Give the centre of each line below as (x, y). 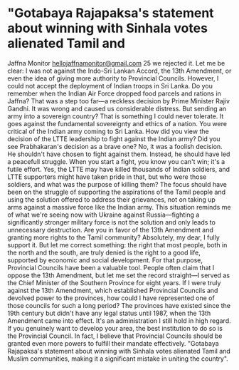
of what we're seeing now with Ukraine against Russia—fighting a (103, 215)
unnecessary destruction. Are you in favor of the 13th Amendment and (110, 230)
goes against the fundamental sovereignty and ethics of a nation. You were (117, 123)
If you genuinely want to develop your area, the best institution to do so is (115, 328)
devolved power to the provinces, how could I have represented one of (111, 298)
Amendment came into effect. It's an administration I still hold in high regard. (119, 320)
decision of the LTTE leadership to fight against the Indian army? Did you (114, 139)
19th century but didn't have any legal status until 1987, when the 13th (109, 313)
